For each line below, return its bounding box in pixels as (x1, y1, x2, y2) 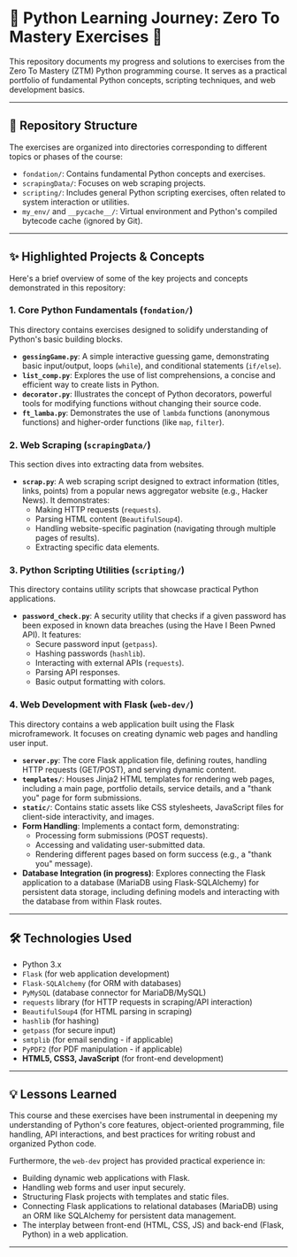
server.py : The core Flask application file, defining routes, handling (21, 754, 268, 765)
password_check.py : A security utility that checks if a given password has (21, 611, 287, 621)
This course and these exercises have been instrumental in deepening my (9, 1110, 278, 1121)
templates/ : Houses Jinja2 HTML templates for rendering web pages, (21, 774, 276, 784)
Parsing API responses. (34, 667, 121, 678)
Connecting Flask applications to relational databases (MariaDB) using (21, 1201, 278, 1212)
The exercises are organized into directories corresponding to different (9, 142, 268, 152)
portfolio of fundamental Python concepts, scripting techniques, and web (9, 74, 276, 85)
